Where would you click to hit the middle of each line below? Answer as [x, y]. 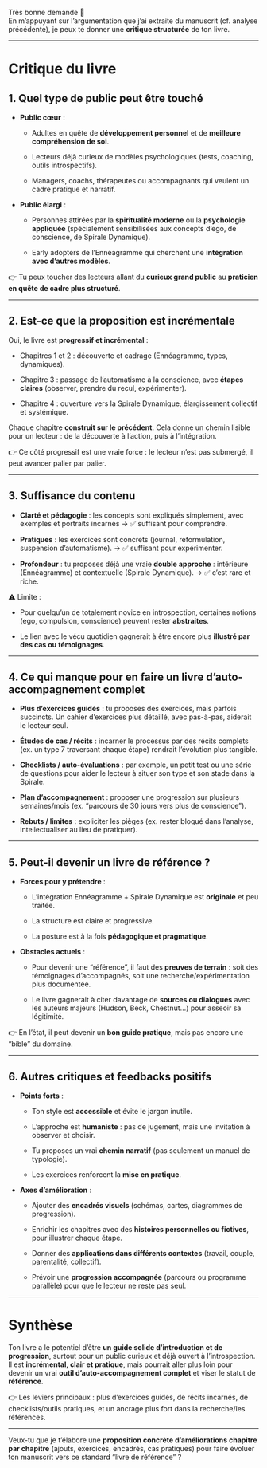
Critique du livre [62, 69]
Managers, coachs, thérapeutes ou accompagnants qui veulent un [140, 181]
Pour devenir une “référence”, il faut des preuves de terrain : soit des [145, 967]
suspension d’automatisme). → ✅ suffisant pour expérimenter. [121, 548]
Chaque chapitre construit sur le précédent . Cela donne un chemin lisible [130, 427]
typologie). [49, 1159]
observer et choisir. [63, 1135]
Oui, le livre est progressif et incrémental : [78, 340]
